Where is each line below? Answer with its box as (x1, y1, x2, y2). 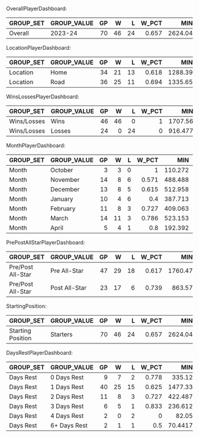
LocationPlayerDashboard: (6, 44, 71, 51)
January (50, 195, 73, 203)
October (50, 166, 73, 174)
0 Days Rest (50, 373, 84, 381)
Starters (50, 330, 73, 338)
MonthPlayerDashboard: (6, 142, 66, 149)
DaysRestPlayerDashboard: (6, 349, 73, 356)
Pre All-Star (50, 266, 84, 275)
